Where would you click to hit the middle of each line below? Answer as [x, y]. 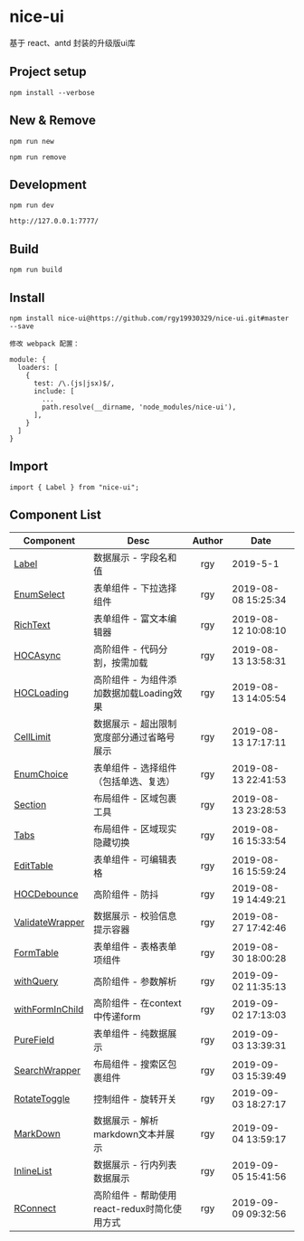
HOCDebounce [46, 894]
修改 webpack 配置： [44, 344]
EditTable [34, 866]
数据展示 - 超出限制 [135, 724]
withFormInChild [49, 1009]
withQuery [36, 980]
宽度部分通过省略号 [134, 737]
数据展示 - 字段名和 [135, 557]
